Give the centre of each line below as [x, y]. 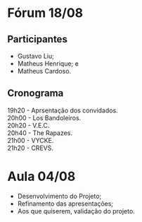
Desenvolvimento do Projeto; [59, 196]
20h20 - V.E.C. [28, 125]
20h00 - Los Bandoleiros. [44, 117]
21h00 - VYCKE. [31, 140]
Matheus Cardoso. [44, 71]
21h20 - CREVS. [31, 148]
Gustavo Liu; [35, 56]
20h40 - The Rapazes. [40, 133]
